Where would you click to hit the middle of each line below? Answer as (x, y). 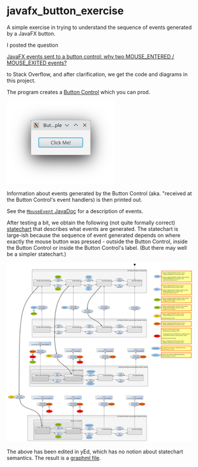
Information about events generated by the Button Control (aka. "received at (99, 193)
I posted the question (33, 45)
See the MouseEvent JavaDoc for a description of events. (75, 211)
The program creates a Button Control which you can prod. (78, 92)
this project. (21, 80)
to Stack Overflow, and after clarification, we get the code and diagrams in (97, 74)
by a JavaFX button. (31, 33)
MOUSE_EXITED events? (37, 63)
